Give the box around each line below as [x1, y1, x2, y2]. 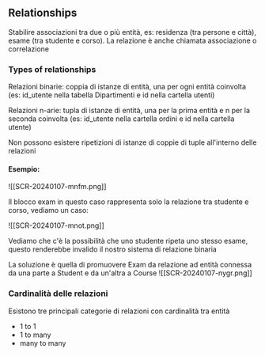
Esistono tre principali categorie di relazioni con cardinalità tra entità [8, 306, 230, 316]
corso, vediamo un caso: [8, 206, 89, 215]
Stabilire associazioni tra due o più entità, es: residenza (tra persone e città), [8, 27, 257, 36]
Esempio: [8, 164, 40, 173]
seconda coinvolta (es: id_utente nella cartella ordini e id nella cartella [8, 114, 235, 123]
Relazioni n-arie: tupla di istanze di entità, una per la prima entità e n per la [8, 106, 251, 116]
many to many [19, 338, 66, 347]
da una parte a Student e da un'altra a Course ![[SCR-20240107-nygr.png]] [8, 268, 253, 278]
